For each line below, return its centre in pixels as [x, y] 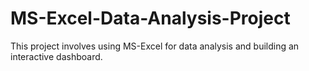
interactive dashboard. [56, 56]
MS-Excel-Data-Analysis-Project [150, 18]
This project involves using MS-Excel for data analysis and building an [155, 46]
